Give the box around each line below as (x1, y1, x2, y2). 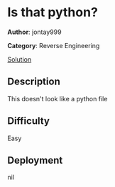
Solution (7, 55, 32, 64)
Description (7, 76, 60, 88)
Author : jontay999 (7, 28, 62, 36)
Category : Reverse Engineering (7, 41, 100, 50)
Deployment (7, 154, 63, 166)
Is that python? (7, 4, 98, 21)
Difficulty (7, 115, 50, 127)
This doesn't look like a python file (7, 94, 108, 103)
